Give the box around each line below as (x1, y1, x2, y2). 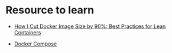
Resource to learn (5, 3, 95, 17)
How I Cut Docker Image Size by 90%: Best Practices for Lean (14, 23, 166, 30)
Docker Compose (14, 40, 57, 47)
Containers (14, 29, 41, 36)
